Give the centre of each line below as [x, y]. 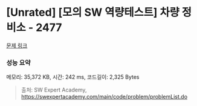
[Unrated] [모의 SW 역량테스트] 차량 [93, 12]
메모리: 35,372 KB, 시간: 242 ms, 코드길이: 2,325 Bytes [73, 77]
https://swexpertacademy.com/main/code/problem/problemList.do [104, 97]
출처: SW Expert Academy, [54, 90]
